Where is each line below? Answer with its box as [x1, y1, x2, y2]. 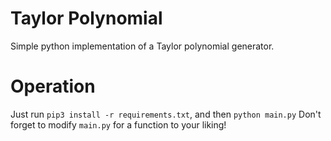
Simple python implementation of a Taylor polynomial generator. [10, 40, 275, 52]
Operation [10, 75, 96, 98]
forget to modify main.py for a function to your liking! [10, 118, 227, 131]
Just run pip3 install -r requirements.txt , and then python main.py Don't [10, 108, 322, 120]
